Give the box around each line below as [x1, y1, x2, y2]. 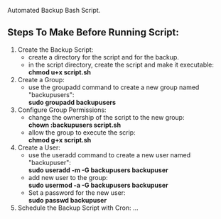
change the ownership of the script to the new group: [28, 113, 185, 121]
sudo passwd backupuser [28, 196, 107, 204]
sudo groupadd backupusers [28, 98, 116, 106]
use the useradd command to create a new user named [28, 150, 190, 159]
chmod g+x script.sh [28, 135, 92, 144]
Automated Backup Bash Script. [7, 6, 101, 14]
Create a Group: [17, 75, 65, 84]
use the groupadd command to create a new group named [28, 83, 200, 91]
